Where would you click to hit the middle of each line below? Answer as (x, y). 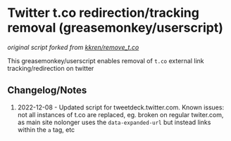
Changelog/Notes (47, 90)
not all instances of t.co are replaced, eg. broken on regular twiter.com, (120, 114)
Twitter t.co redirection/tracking (103, 13)
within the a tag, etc (46, 129)
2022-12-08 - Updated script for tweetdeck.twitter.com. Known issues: (120, 107)
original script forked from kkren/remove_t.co (73, 47)
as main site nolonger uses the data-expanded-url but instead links (114, 122)
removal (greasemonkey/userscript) (115, 28)
